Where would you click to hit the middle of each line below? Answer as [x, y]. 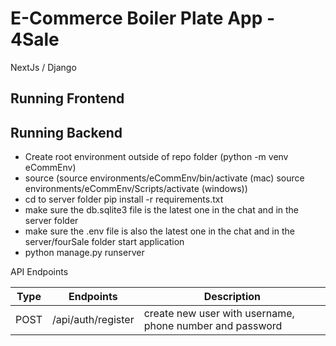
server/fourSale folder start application [104, 242]
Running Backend [66, 132]
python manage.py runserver [84, 253]
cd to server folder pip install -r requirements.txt [124, 199]
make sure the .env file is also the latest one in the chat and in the [159, 231]
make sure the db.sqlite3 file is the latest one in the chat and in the [162, 210]
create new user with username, [219, 314]
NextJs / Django [43, 67]
